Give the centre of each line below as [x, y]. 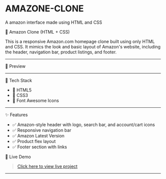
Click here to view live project [47, 166]
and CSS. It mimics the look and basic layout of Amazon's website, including [83, 46]
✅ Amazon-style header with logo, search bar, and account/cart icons [83, 125]
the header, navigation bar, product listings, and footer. [61, 52]
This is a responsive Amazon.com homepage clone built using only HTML [80, 41]
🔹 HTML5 [22, 90]
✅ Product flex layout [34, 141]
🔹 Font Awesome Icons [36, 100]
